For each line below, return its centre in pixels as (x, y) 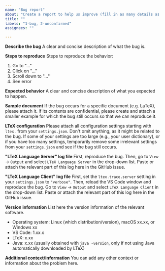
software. (15, 213)
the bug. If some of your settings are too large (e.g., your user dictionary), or (82, 136)
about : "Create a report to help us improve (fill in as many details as (82, 14)
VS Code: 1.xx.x (28, 232)
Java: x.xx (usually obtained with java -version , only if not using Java (83, 243)
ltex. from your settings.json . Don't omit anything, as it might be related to (82, 131)
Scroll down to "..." (31, 76)
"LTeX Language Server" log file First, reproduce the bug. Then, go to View (82, 157)
